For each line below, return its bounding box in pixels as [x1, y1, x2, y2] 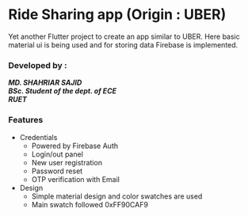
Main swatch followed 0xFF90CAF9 [31, 199, 149, 209]
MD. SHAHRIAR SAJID [8, 78, 82, 88]
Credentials [19, 132, 58, 142]
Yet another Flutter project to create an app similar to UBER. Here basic [8, 32, 240, 41]
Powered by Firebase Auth [31, 141, 119, 150]
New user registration [31, 157, 103, 167]
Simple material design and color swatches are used [31, 191, 203, 201]
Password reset [31, 166, 83, 176]
